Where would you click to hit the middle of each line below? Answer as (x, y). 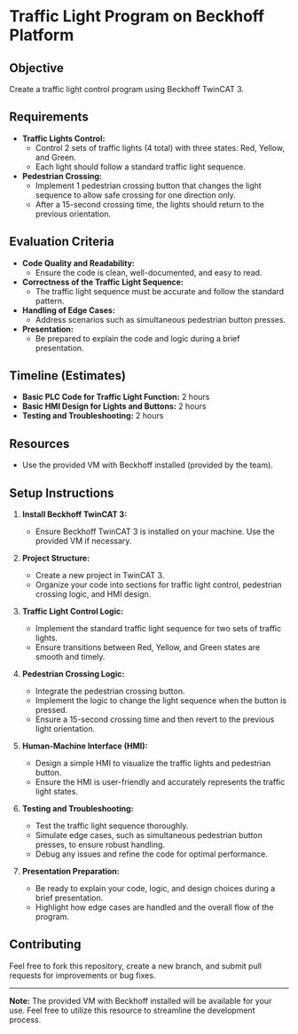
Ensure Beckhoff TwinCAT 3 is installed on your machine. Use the (155, 532)
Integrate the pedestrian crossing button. (110, 691)
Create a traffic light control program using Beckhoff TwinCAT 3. (127, 89)
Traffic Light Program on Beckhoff (137, 16)
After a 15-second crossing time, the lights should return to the (149, 204)
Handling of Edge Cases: (68, 310)
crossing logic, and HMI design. (93, 594)
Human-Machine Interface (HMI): (85, 746)
